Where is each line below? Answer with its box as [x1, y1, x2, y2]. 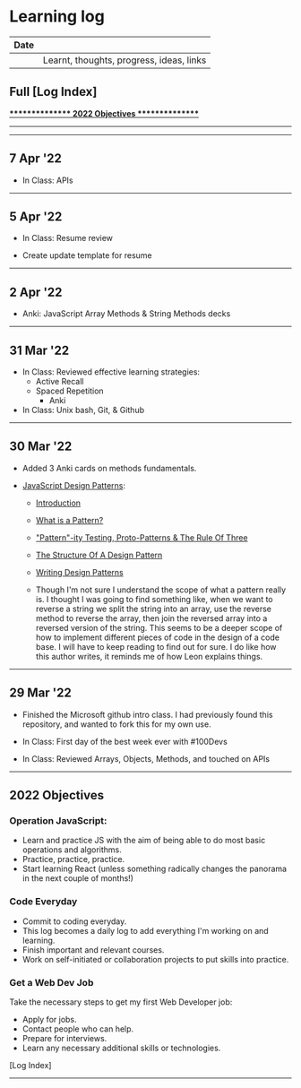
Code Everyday [9, 895, 78, 908]
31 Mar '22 [9, 342, 70, 358]
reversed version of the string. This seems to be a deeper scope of [35, 622, 283, 633]
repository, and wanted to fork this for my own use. [21, 719, 212, 730]
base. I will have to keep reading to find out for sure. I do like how [35, 641, 277, 652]
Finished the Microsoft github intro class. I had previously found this [21, 709, 273, 720]
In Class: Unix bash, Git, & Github [21, 405, 145, 415]
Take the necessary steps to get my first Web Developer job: [9, 997, 233, 1007]
